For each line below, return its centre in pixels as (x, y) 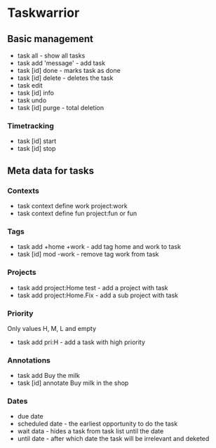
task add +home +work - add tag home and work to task (99, 247)
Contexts (23, 191)
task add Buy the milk (49, 376)
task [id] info (36, 93)
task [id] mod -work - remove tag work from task (88, 254)
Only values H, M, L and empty (52, 328)
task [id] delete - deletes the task (65, 78)
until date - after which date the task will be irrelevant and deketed (113, 439)
